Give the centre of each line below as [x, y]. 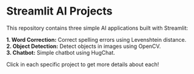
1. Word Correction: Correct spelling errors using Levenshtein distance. [96, 39]
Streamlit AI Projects [59, 11]
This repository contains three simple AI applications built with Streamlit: [97, 28]
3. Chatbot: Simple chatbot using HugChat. [61, 52]
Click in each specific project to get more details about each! [83, 64]
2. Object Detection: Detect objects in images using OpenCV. [84, 46]
